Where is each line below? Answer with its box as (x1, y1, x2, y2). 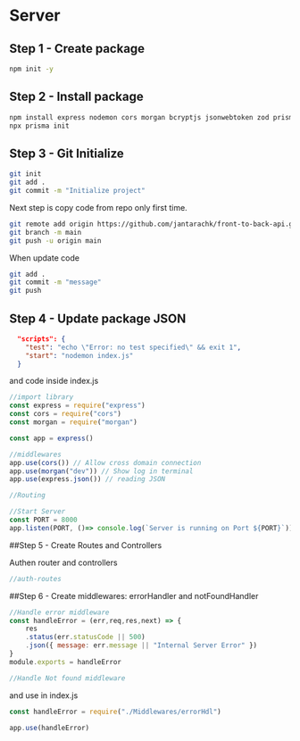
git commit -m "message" (9, 278, 102, 287)
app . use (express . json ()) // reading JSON (9, 475, 166, 484)
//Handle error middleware (9, 608, 110, 617)
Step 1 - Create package (9, 41, 146, 56)
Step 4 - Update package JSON (9, 311, 187, 326)
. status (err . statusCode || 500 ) (25, 633, 146, 642)
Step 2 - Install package (9, 89, 145, 104)
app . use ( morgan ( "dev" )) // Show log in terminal (9, 466, 194, 476)
